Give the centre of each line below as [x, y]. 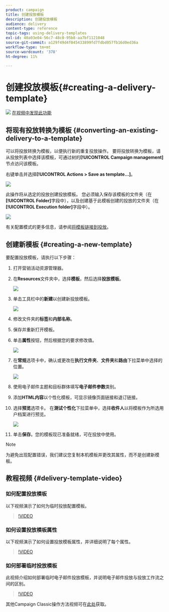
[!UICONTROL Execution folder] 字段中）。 [49, 207]
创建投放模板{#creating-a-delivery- [81, 87]
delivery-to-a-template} [44, 138]
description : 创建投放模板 [32, 19]
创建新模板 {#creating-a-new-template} [69, 244]
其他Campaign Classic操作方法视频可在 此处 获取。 [57, 604]
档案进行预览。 [33, 414]
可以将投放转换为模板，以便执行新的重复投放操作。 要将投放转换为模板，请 [83, 151]
